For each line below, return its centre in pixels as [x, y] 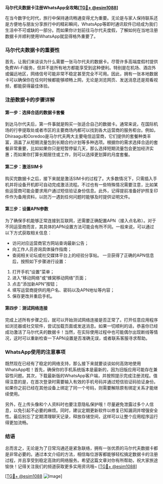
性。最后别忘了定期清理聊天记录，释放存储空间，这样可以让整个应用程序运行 [81, 417]
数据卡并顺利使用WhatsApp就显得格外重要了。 [52, 36]
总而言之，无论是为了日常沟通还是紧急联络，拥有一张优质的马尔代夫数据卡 [79, 448]
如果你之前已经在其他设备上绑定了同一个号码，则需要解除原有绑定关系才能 [79, 388]
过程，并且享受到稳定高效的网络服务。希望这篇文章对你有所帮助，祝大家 [77, 460]
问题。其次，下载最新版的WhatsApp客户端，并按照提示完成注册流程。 [83, 376]
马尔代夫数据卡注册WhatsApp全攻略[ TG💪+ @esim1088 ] [62, 8]
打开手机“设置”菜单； [33, 271]
